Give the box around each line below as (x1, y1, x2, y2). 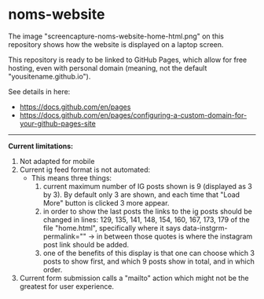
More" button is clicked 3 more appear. (42, 198, 170, 207)
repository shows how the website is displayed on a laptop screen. (8, 39, 224, 49)
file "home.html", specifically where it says (42, 223, 181, 232)
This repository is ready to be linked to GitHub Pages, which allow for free (8, 55, 247, 64)
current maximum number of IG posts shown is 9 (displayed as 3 (42, 181, 253, 191)
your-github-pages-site (19, 119, 96, 128)
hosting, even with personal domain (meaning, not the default (8, 63, 207, 72)
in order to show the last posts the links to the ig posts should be (42, 206, 253, 216)
